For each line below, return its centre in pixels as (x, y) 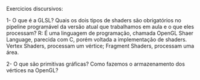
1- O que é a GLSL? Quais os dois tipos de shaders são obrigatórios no (94, 20)
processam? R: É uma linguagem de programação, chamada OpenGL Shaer (100, 33)
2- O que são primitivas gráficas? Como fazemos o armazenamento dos (96, 64)
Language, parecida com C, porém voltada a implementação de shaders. (97, 39)
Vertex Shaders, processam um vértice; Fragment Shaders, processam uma (100, 46)
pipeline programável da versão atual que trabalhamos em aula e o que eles (100, 27)
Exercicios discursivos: (35, 9)
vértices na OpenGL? (33, 70)
